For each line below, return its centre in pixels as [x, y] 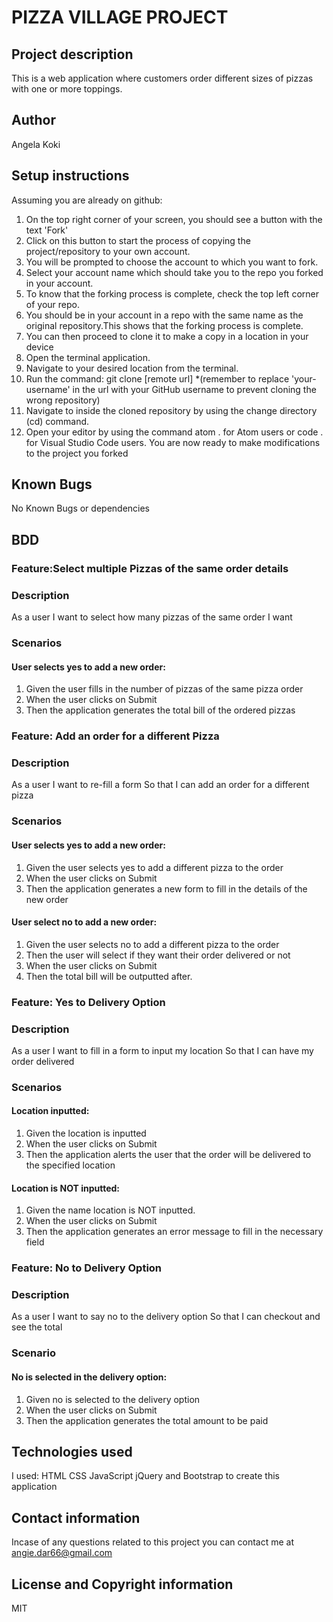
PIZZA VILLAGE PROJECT [120, 17]
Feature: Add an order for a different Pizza [115, 736]
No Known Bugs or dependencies [81, 508]
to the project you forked [77, 453]
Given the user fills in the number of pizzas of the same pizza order [164, 689]
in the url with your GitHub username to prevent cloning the [194, 389]
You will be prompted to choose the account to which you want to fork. [172, 262]
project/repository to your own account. [108, 251]
